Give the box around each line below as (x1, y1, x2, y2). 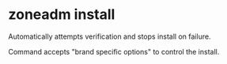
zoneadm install (8, 6, 115, 24)
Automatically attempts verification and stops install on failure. (8, 32, 211, 41)
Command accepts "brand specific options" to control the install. (8, 47, 220, 56)
